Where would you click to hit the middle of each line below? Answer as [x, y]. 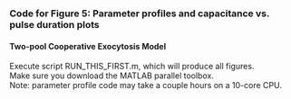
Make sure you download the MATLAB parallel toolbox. [112, 76]
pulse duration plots [54, 24]
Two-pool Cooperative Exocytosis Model [88, 46]
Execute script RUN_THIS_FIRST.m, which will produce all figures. [132, 67]
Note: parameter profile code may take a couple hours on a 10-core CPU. [146, 85]
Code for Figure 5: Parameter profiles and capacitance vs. [140, 13]
